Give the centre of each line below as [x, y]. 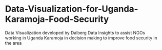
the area [13, 43]
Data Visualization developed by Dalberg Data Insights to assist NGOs [75, 33]
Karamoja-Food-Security [57, 19]
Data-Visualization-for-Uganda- [71, 9]
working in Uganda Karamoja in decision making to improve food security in [81, 38]
